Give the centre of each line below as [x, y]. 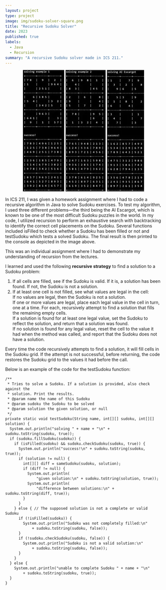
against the [17, 389]
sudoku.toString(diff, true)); [38, 493]
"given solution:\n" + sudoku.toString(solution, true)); [98, 478]
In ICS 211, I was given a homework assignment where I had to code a [76, 199]
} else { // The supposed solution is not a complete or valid [81, 508]
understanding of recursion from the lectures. [52, 256]
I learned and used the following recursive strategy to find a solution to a [80, 266]
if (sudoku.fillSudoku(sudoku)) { [45, 439]
